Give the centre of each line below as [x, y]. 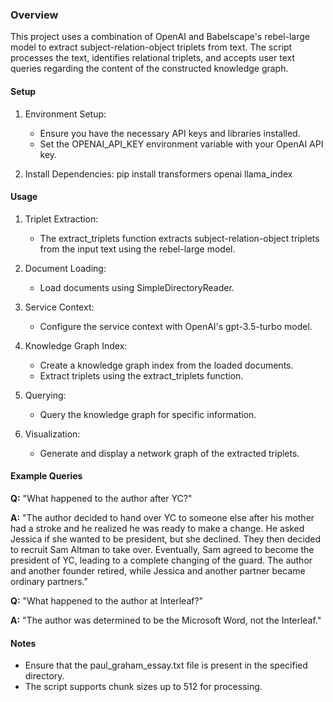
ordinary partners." [49, 581]
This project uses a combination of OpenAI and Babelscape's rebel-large [160, 37]
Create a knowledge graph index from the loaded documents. [166, 365]
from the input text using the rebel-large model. [137, 249]
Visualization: [52, 434]
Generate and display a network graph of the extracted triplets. [169, 453]
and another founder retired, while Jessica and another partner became [158, 570]
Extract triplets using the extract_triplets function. [141, 375]
